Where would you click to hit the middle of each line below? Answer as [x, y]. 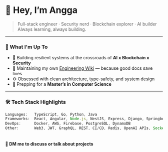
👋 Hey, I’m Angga [41, 10]
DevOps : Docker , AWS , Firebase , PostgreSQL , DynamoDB [68, 124]
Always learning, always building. [52, 29]
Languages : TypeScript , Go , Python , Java [51, 114]
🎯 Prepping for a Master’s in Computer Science [62, 84]
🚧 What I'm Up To [26, 47]
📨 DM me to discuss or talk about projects [49, 144]
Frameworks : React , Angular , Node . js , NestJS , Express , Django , [75, 119]
